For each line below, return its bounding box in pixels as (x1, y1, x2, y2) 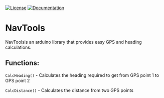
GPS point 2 (5, 77, 30, 83)
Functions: (5, 59, 40, 67)
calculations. (5, 44, 32, 50)
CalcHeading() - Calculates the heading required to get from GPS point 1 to (5, 72, 159, 78)
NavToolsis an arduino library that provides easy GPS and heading (5, 39, 142, 45)
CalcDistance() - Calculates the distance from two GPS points (5, 87, 134, 93)
